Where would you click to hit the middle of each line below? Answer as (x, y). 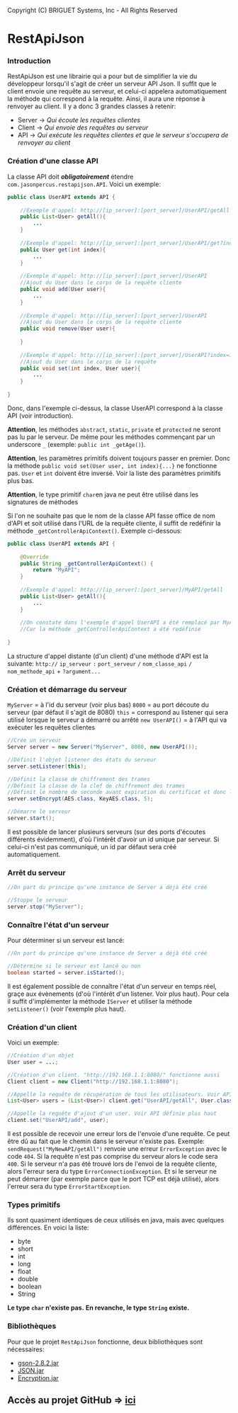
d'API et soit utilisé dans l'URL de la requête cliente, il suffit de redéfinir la (114, 523)
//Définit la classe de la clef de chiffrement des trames (96, 785)
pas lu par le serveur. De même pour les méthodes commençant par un (111, 437)
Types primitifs (34, 1205)
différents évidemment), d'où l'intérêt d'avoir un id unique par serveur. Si (113, 839)
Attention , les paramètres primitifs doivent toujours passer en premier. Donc (119, 458)
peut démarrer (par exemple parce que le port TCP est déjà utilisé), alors (113, 1179)
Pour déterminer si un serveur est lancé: (66, 941)
